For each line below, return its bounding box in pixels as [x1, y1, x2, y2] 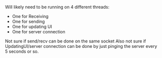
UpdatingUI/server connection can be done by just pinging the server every [5, 43, 158, 49]
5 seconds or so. [5, 48, 39, 54]
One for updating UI [12, 24, 52, 29]
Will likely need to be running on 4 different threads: [5, 4, 110, 10]
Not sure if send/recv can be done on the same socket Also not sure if [5, 38, 146, 44]
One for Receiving [12, 14, 49, 19]
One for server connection [12, 29, 65, 34]
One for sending [12, 19, 45, 24]
